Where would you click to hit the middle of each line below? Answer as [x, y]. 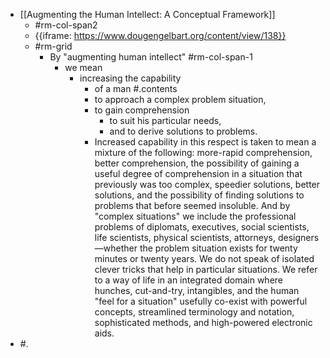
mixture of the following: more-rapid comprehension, [203, 152]
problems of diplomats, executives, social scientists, [202, 227]
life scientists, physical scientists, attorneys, [185, 237]
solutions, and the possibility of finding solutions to [199, 195]
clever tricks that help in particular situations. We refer [206, 269]
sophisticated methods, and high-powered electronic [203, 322]
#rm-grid [53, 46]
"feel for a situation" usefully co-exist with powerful [201, 301]
